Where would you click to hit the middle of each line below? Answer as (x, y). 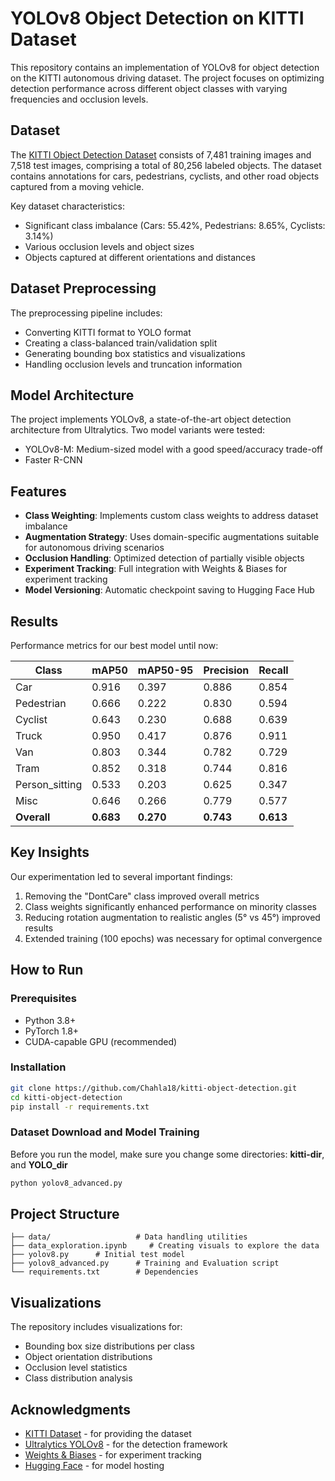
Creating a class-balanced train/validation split (121, 343)
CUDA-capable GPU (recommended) (101, 1041)
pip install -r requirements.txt (80, 1107)
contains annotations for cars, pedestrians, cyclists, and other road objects (165, 176)
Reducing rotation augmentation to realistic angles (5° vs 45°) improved (172, 917)
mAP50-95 (165, 670)
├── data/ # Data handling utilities (129, 1237)
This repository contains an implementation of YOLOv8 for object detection (165, 67)
